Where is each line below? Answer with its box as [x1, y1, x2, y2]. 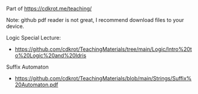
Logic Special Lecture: [6, 34, 61, 41]
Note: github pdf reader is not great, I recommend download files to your [6, 17, 184, 23]
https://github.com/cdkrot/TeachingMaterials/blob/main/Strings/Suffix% [14, 75, 192, 82]
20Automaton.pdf [14, 81, 58, 88]
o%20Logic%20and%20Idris [14, 52, 87, 59]
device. [6, 23, 24, 30]
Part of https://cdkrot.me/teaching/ [6, 5, 92, 12]
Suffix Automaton [6, 63, 49, 70]
